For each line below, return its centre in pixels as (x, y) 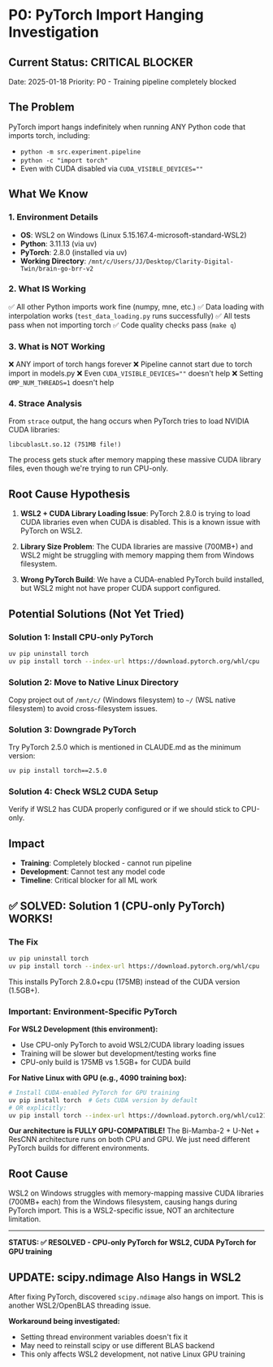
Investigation (54, 32)
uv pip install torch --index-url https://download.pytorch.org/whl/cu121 (138, 1115)
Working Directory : (53, 261)
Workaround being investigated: (64, 1321)
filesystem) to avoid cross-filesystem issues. (83, 708)
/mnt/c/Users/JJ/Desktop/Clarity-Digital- (161, 262)
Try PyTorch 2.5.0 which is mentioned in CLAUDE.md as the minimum (125, 747)
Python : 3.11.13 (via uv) (58, 243)
